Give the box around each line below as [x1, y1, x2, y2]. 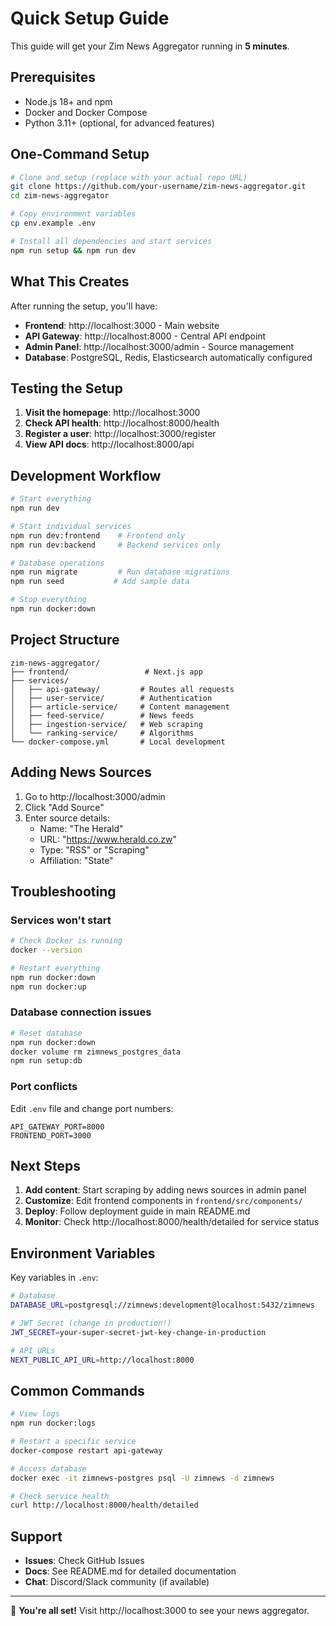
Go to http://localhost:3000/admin [24, 790, 166, 802]
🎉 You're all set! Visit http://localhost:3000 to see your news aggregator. [10, 1605, 310, 1617]
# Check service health [10, 1491, 110, 1501]
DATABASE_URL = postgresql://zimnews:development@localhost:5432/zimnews [10, 1300, 315, 1311]
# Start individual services [10, 521, 132, 531]
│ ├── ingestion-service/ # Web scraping [10, 719, 203, 729]
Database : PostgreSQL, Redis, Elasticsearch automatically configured [24, 351, 313, 363]
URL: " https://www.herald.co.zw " [39, 833, 178, 845]
